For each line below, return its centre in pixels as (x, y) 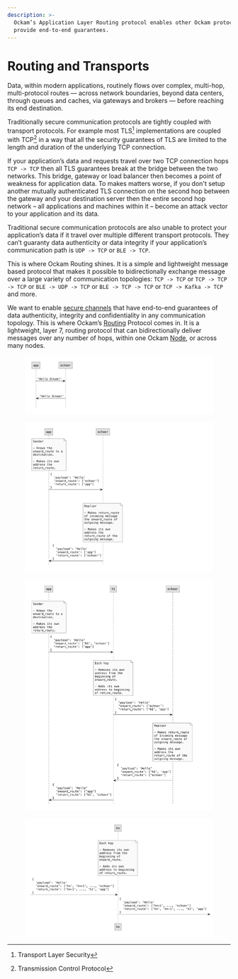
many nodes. (26, 345)
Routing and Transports (79, 66)
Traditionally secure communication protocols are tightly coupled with (109, 122)
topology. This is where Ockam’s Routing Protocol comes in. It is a (103, 322)
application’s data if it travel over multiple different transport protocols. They (118, 235)
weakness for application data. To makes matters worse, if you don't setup (116, 183)
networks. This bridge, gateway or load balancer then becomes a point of (114, 176)
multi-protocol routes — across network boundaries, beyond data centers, (116, 93)
